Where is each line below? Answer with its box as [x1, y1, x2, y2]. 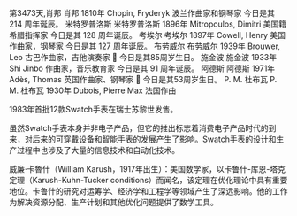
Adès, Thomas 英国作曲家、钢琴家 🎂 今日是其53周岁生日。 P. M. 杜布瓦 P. [9, 74, 278, 84]
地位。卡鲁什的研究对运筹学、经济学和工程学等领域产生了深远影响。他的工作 [9, 186, 288, 197]
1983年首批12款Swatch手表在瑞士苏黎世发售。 [9, 104, 179, 114]
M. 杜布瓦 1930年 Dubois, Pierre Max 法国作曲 [9, 85, 177, 96]
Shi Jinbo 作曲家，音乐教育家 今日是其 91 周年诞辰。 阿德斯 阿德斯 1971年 [9, 63, 276, 73]
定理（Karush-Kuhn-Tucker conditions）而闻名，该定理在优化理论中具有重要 [9, 175, 288, 185]
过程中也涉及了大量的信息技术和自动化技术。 [16, 145, 179, 155]
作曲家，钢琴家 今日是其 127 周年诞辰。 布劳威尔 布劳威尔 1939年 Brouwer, [9, 41, 281, 51]
